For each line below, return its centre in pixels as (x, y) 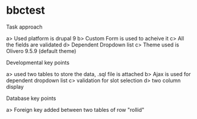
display (15, 86)
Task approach (24, 27)
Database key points (31, 98)
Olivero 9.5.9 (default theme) (41, 51)
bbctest (26, 10)
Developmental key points (38, 62)
